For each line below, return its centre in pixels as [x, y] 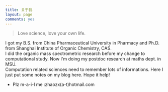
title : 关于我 [19, 10]
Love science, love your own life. [52, 33]
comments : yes [20, 19]
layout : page [19, 14]
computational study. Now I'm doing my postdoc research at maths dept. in [83, 59]
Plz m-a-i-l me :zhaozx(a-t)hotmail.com [53, 84]
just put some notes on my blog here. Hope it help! [58, 75]
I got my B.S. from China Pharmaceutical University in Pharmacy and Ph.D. [82, 43]
